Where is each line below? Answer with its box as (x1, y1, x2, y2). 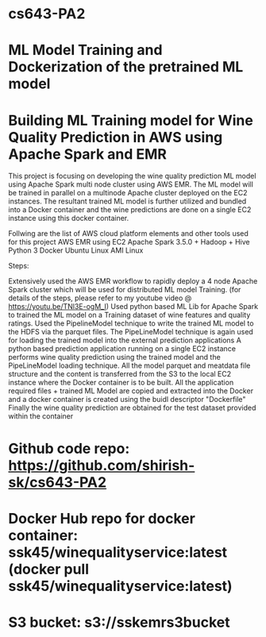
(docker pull (8, 560, 90, 578)
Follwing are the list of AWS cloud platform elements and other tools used (8, 229, 249, 238)
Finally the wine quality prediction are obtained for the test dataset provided (8, 403, 256, 413)
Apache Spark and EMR (8, 145, 167, 163)
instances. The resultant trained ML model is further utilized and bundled (8, 196, 247, 207)
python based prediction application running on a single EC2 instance (8, 344, 237, 353)
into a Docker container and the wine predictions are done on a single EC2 (8, 205, 252, 214)
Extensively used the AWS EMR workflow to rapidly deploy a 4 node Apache (8, 276, 258, 286)
